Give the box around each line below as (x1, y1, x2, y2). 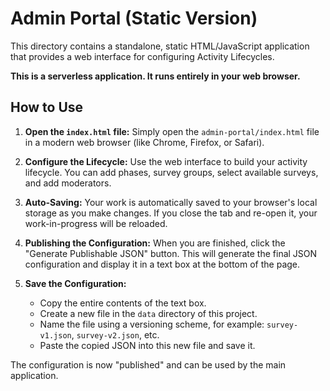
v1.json (39, 330, 72, 341)
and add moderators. (24, 177, 112, 189)
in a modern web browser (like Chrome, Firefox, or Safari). (24, 136, 265, 148)
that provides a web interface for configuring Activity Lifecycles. (10, 50, 275, 62)
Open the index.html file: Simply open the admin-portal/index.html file (24, 125, 320, 137)
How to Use (10, 99, 84, 116)
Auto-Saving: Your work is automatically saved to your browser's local (24, 196, 318, 208)
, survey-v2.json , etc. (71, 328, 160, 341)
